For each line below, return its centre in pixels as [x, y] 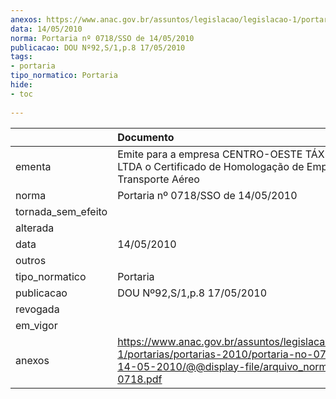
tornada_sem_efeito [61, 211]
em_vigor [36, 325]
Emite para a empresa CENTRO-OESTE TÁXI [222, 154]
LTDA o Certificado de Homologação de [211, 166]
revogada [37, 309]
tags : [21, 57]
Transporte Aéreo [158, 179]
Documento [146, 137]
